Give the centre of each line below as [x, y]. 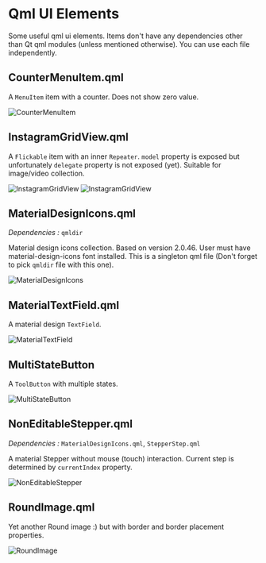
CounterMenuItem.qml [66, 77]
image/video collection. [46, 173]
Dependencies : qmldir [46, 233]
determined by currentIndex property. [70, 467]
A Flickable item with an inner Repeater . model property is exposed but [124, 156]
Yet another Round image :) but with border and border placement [116, 526]
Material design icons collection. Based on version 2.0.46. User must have [130, 248]
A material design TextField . [55, 324]
